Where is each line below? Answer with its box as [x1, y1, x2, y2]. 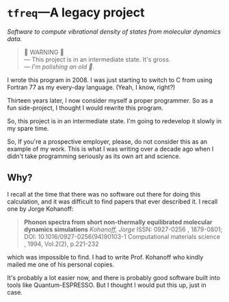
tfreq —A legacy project [7, 5, 145, 21]
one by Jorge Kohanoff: [7, 204, 74, 213]
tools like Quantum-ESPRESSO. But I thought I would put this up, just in [7, 281, 206, 289]
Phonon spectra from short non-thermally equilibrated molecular [23, 218, 213, 226]
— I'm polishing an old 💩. [23, 62, 94, 71]
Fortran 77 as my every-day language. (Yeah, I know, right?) [7, 83, 176, 91]
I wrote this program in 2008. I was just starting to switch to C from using [7, 75, 213, 84]
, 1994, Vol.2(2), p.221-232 [23, 240, 99, 248]
